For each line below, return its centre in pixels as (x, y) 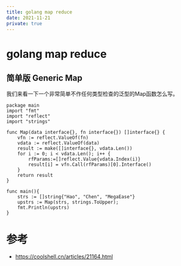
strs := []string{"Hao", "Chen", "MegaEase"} (76, 197)
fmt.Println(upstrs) (43, 208)
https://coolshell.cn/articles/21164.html (64, 257)
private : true (24, 23)
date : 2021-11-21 (28, 18)
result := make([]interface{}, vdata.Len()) (75, 149)
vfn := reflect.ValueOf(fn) (53, 138)
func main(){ (23, 192)
